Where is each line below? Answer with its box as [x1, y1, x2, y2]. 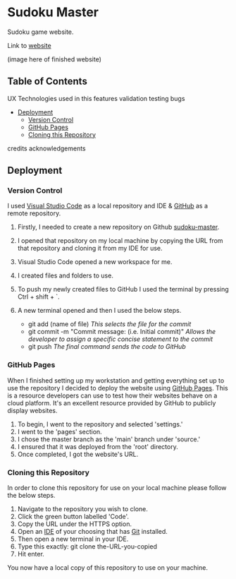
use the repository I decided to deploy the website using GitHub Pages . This [7, 383, 228, 392]
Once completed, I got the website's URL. [17, 450, 139, 458]
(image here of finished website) [7, 54, 102, 64]
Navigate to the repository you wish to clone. [17, 505, 148, 513]
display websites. [7, 406, 58, 414]
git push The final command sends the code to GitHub [27, 342, 186, 351]
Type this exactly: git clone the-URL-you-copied [17, 542, 157, 551]
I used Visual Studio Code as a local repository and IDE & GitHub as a [7, 202, 209, 210]
